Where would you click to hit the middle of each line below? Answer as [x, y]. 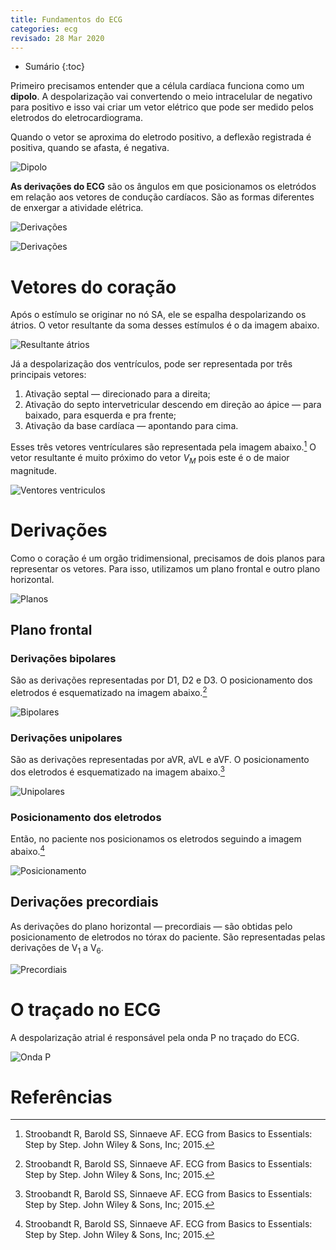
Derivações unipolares [66, 738]
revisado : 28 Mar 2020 [57, 38]
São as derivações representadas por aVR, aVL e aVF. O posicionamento [160, 760]
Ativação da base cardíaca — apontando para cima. [131, 426]
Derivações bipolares [63, 659]
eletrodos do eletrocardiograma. [76, 118]
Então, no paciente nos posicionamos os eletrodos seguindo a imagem [156, 839]
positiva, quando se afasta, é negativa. [90, 148]
